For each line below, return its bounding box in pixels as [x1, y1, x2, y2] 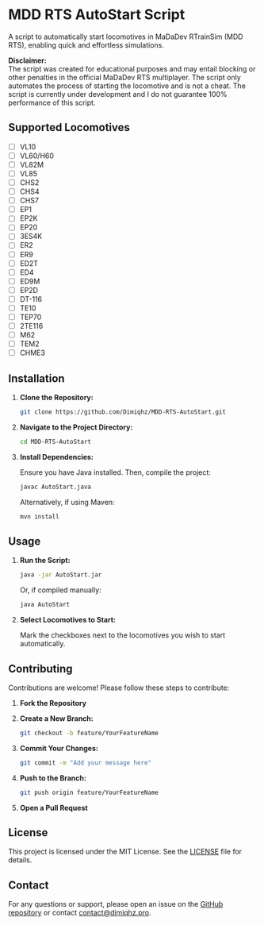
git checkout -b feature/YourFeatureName [19, 729, 159, 737]
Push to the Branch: [19, 773, 87, 783]
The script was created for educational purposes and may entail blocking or [8, 64, 256, 73]
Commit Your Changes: [19, 743, 99, 753]
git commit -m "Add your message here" [19, 758, 152, 767]
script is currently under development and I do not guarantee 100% [8, 89, 228, 98]
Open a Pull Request [19, 803, 89, 812]
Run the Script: [19, 556, 71, 565]
